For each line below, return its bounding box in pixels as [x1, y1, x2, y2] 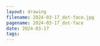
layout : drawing [6, 8, 46, 15]
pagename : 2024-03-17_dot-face [6, 20, 84, 26]
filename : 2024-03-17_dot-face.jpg [6, 14, 95, 20]
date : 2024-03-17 [6, 25, 49, 32]
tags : [6, 31, 20, 37]
